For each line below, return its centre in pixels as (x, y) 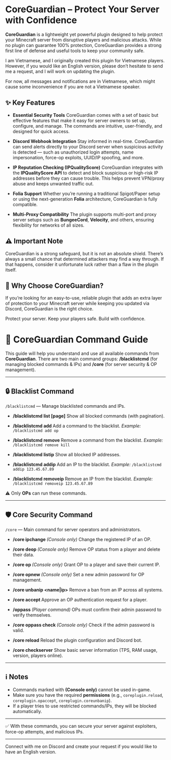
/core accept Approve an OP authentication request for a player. (80, 599)
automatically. (27, 711)
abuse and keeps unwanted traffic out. (53, 183)
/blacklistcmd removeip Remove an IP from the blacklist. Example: (83, 479)
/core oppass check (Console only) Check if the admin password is (84, 625)
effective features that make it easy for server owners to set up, (79, 120)
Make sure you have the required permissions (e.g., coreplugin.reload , (88, 695)
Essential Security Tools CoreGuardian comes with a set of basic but (85, 115)
